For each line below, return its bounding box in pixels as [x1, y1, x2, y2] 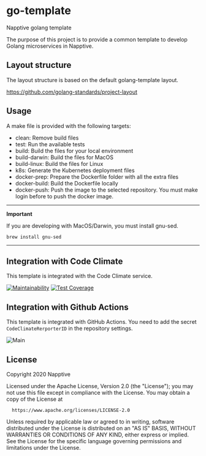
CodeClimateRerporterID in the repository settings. [6, 325, 133, 332]
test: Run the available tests [15, 140, 85, 148]
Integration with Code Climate [6, 256, 123, 266]
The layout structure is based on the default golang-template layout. [6, 76, 179, 83]
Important [6, 210, 32, 217]
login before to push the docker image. [15, 192, 113, 200]
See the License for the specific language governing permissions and [6, 438, 182, 444]
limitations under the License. [6, 444, 81, 451]
